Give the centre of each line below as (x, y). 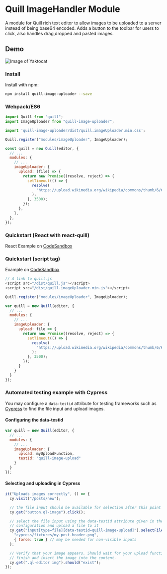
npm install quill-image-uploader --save (49, 94)
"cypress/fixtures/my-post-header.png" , (56, 535)
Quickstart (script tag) (33, 258)
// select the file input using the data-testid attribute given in (82, 521)
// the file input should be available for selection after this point (85, 507)
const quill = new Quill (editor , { (42, 148)
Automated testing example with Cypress (56, 393)
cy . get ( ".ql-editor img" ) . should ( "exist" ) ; (55, 563)
